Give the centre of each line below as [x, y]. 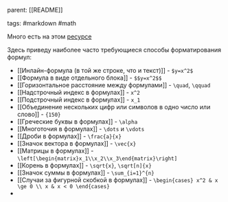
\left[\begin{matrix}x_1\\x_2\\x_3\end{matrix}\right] [97, 159]
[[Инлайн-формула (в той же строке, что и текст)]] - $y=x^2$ [105, 70]
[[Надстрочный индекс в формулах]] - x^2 [79, 92]
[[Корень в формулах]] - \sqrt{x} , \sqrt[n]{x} [84, 165]
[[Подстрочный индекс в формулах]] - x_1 [79, 100]
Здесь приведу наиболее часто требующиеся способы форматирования [114, 50]
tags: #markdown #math [42, 23]
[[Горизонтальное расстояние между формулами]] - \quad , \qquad [114, 85]
